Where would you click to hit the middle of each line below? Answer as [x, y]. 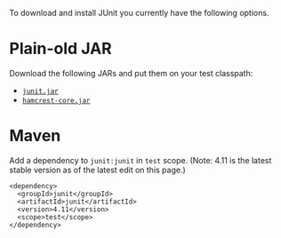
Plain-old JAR [61, 49]
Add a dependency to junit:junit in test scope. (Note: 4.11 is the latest [140, 160]
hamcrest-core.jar [56, 100]
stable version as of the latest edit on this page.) [98, 170]
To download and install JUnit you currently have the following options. [139, 13]
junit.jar [40, 91]
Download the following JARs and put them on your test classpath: [131, 73]
